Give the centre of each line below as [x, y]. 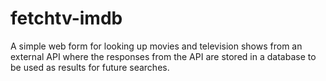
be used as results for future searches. [90, 67]
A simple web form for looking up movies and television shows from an [156, 46]
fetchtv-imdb [66, 18]
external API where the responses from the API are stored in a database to [163, 56]
